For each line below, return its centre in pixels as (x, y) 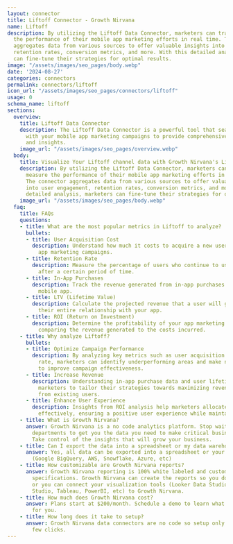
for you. (45, 511)
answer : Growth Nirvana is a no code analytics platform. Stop (119, 426)
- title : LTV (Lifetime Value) (71, 298)
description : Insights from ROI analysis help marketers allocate (130, 407)
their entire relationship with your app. (100, 311)
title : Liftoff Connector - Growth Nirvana (71, 20)
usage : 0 (20, 98)
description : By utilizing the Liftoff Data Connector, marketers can (111, 33)
